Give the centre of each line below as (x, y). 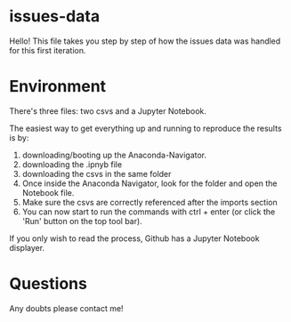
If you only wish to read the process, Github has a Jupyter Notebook (134, 238)
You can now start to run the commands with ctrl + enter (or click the (149, 212)
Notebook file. (48, 192)
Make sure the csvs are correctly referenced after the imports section (150, 202)
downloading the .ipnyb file (72, 164)
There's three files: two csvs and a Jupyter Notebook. (108, 111)
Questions (48, 284)
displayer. (27, 247)
